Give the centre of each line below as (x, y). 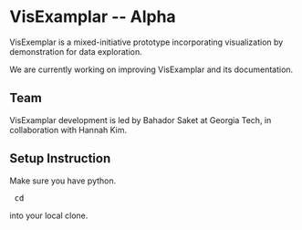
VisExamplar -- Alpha (93, 17)
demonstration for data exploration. (76, 51)
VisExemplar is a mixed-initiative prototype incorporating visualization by (146, 42)
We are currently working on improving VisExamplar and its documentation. (151, 69)
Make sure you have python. (63, 181)
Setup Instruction (60, 158)
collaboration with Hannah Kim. (68, 130)
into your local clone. (49, 215)
